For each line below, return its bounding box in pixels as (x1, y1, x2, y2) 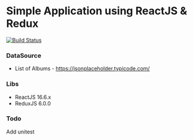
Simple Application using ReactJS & (6, 4, 188, 18)
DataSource (6, 51, 42, 60)
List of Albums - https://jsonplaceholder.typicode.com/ (14, 65, 151, 72)
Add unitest (6, 128, 35, 135)
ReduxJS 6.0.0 (14, 99, 51, 107)
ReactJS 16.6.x (14, 94, 51, 101)
